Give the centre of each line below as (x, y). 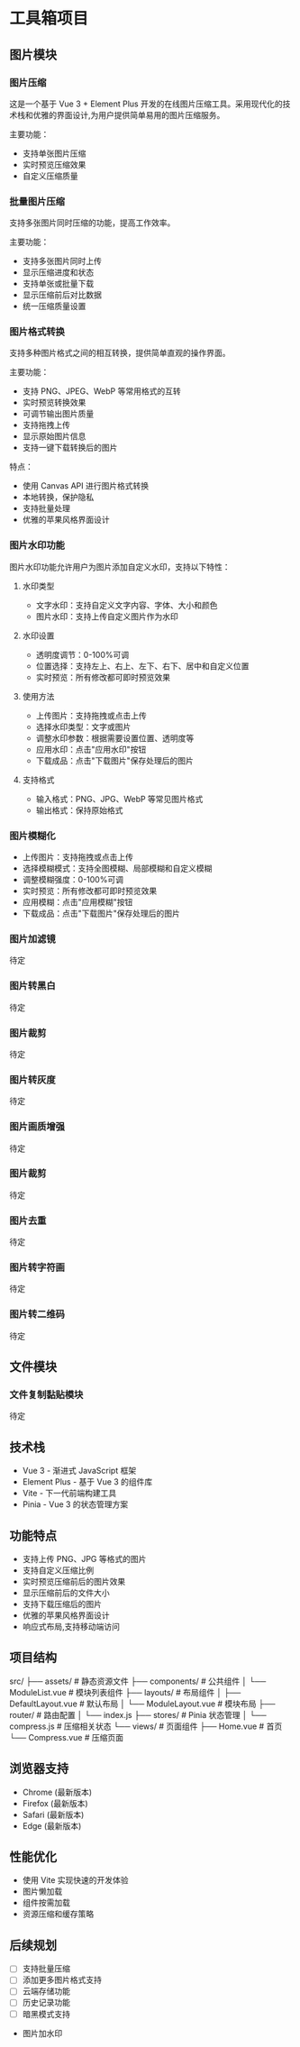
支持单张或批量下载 (58, 284)
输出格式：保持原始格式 (79, 810)
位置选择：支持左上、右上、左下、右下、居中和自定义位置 (142, 666)
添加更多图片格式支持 (62, 1980)
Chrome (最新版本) (57, 1792)
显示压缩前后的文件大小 (66, 1593)
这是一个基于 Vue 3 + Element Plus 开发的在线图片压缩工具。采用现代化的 (146, 104)
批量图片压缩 (37, 201)
